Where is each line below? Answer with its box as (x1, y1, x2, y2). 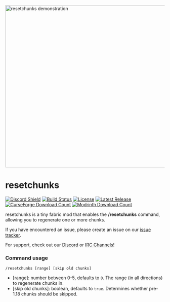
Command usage (5, 254, 48, 261)
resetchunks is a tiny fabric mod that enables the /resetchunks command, (5, 211, 160, 217)
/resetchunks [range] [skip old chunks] (5, 266, 92, 271)
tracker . (5, 232, 21, 238)
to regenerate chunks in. (12, 280, 64, 286)
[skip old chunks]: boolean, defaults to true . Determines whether (12, 286, 148, 292)
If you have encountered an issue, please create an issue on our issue (5, 226, 151, 233)
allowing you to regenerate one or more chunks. (5, 216, 105, 222)
